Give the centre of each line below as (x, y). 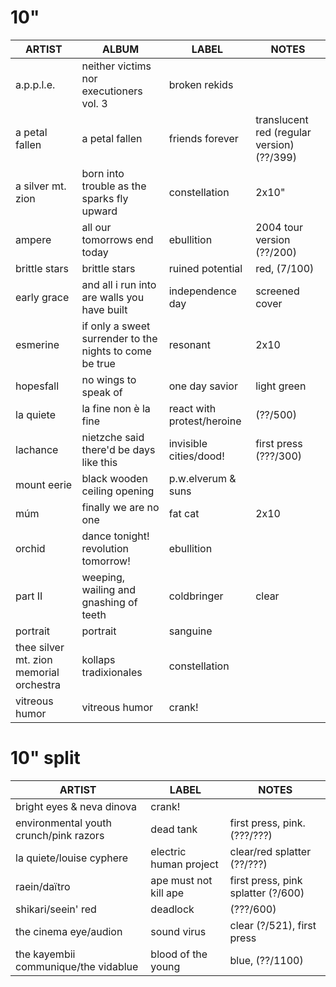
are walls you (113, 297)
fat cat (184, 513)
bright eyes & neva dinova (76, 806)
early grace (42, 297)
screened (277, 291)
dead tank (174, 829)
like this (99, 462)
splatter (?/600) (267, 893)
